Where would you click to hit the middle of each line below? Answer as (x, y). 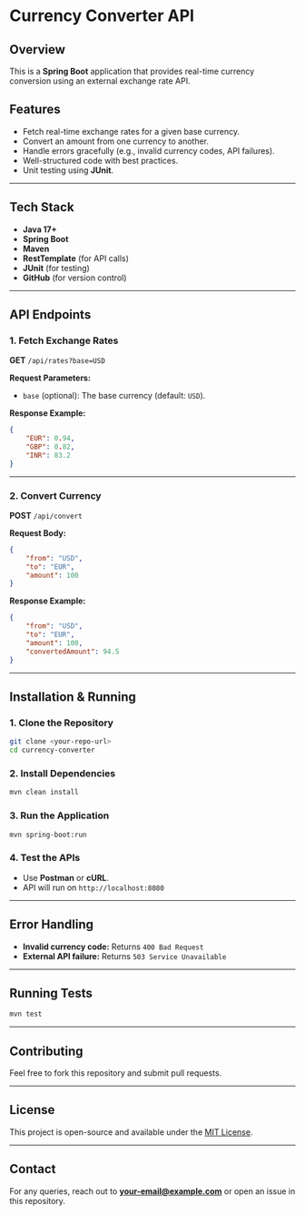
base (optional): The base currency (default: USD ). (114, 396)
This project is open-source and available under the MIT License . (131, 1132)
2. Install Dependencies (63, 773)
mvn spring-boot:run (49, 835)
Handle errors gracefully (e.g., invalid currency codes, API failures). (148, 150)
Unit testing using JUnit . (68, 170)
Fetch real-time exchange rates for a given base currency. (131, 131)
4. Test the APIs (45, 858)
